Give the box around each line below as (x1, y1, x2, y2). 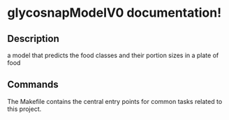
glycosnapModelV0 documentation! (7, 5, 222, 21)
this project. (7, 105, 42, 113)
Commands (7, 79, 59, 91)
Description (7, 33, 59, 45)
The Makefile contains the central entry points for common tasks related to (7, 97, 223, 105)
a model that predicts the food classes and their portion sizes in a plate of (7, 51, 219, 59)
